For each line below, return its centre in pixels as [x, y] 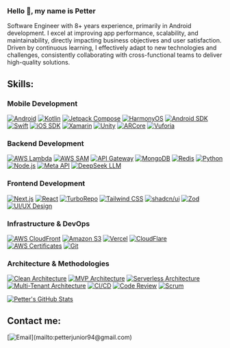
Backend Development [46, 143]
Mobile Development [42, 104]
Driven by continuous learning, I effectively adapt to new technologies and [112, 48]
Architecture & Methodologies [58, 264]
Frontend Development [46, 183]
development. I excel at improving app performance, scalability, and [103, 33]
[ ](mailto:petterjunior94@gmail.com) [69, 337]
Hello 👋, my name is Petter [51, 11]
